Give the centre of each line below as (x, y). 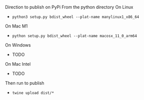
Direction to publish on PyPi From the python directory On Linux (69, 7)
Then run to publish (25, 83)
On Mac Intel (18, 64)
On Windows (18, 45)
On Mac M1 (16, 26)
